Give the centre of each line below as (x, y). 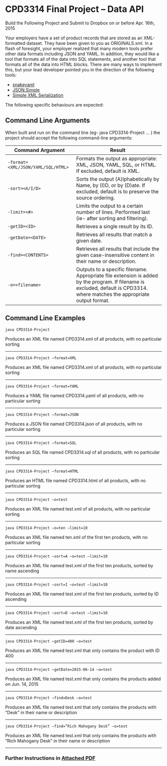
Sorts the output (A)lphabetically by (118, 179)
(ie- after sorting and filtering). (112, 218)
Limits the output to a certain (110, 206)
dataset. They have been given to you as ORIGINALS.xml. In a (89, 43)
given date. (89, 241)
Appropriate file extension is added (117, 275)
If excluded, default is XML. (108, 171)
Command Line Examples (45, 318)
